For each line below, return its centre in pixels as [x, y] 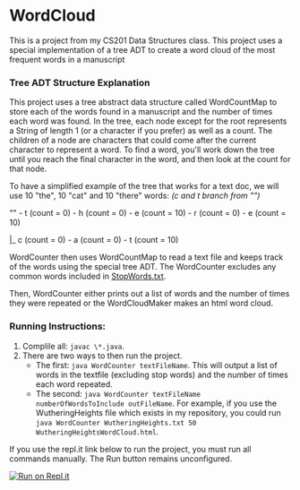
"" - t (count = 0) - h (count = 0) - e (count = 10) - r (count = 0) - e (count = [148, 213]
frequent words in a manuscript [67, 59]
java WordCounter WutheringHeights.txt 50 [116, 423]
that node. [28, 169]
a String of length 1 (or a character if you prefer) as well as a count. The [141, 131]
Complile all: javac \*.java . [73, 346]
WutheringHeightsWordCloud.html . [97, 432]
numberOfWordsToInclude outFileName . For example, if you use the [156, 403]
